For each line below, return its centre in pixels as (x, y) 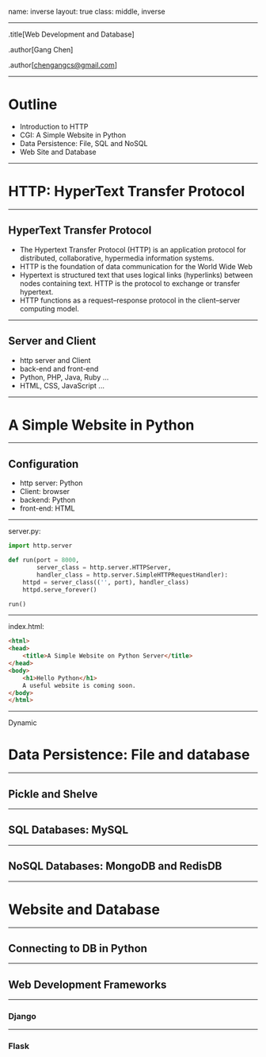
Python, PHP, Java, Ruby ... (64, 377)
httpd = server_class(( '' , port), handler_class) (106, 582)
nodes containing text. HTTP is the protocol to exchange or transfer (130, 283)
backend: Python (47, 500)
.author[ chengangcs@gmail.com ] (63, 65)
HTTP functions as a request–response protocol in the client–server (130, 300)
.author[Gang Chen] (41, 50)
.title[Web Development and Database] (71, 34)
